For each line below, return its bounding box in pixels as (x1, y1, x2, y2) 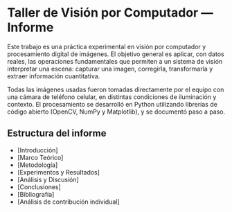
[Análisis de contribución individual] (17, 197, 120, 206)
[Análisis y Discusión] (17, 175, 80, 184)
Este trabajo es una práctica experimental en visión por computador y (7, 42, 206, 51)
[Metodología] (17, 161, 58, 169)
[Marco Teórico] (17, 153, 64, 161)
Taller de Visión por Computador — (7, 5, 213, 21)
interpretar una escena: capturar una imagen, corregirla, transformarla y (7, 64, 213, 73)
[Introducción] (17, 145, 58, 154)
